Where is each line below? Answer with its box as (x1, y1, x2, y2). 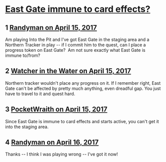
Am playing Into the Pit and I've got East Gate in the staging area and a (5, 36, 150, 42)
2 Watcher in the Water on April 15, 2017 (5, 67, 131, 75)
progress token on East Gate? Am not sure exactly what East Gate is (5, 47, 146, 53)
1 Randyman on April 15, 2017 (5, 23, 97, 32)
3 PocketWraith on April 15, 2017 (5, 105, 108, 114)
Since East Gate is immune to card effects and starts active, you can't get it (5, 118, 159, 124)
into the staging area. (5, 124, 49, 130)
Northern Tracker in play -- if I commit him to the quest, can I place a (5, 42, 146, 48)
